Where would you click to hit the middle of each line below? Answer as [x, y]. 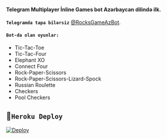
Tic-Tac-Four [31, 54]
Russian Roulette [35, 85]
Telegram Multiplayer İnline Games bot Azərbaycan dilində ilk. [84, 9]
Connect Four [31, 66]
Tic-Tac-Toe [29, 48]
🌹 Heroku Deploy [34, 116]
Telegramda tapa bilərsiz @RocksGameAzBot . [64, 22]
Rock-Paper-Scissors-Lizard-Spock [58, 79]
